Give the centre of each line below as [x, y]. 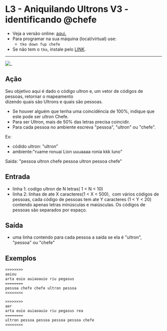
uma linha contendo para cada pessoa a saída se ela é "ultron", [77, 237]
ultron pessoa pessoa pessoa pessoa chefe [50, 320]
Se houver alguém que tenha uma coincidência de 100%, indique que [83, 111]
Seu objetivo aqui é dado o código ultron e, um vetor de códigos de [74, 91]
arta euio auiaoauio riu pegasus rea [44, 311]
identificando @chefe [51, 20]
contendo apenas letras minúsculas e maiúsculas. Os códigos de [79, 204]
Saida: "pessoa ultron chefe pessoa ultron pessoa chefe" [64, 161]
